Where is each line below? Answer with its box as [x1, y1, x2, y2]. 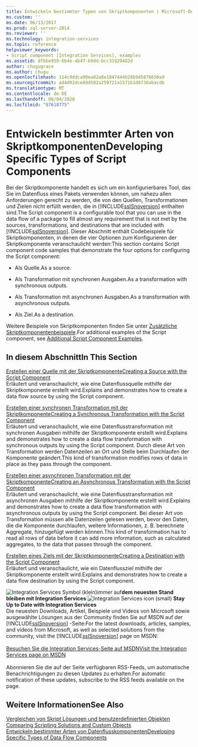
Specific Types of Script [6, 152, 127, 166]
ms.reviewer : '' [6, 31, 46, 37]
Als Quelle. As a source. [14, 265, 72, 272]
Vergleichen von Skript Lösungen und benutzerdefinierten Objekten [6, 715, 170, 722]
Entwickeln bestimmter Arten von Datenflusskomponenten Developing [6, 728, 175, 735]
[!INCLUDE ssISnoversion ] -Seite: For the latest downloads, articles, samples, [6, 620, 192, 627]
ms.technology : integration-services [6, 36, 99, 42]
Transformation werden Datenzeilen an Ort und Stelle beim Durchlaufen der [6, 448, 190, 455]
